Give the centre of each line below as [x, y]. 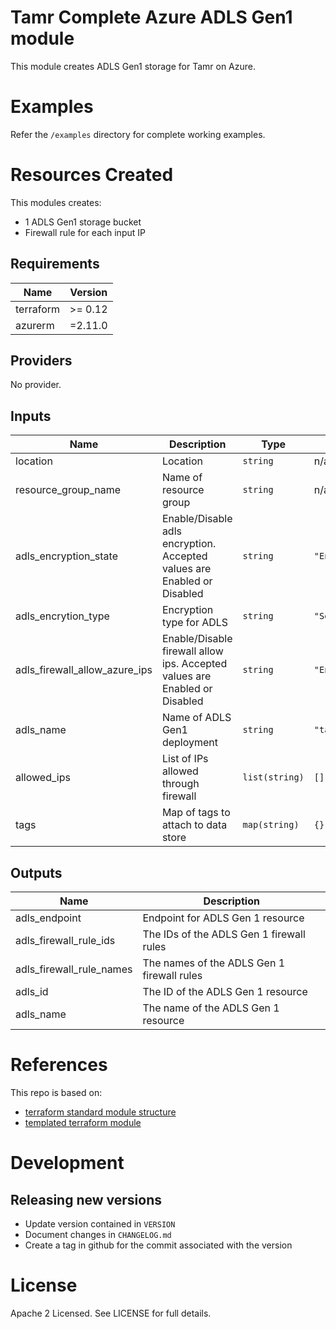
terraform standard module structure [100, 1112]
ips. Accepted [194, 664]
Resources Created [92, 175]
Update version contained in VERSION [100, 1224]
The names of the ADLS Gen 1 [214, 963]
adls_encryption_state [66, 556]
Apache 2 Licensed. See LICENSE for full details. [111, 1313]
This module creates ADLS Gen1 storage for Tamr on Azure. [133, 66]
